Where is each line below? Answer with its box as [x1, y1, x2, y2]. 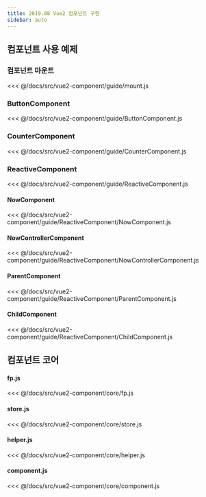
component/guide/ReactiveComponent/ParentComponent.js [7, 294, 177, 302]
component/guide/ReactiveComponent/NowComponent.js [7, 218, 171, 226]
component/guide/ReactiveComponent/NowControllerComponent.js [7, 256, 200, 265]
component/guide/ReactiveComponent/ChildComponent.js [7, 332, 173, 341]
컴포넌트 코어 [7, 354, 60, 366]
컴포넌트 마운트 [7, 66, 55, 75]
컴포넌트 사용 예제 [7, 43, 78, 55]
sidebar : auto [7, 16, 48, 23]
